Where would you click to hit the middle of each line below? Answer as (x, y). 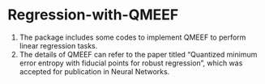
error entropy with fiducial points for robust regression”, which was (131, 63)
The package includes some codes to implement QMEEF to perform (132, 37)
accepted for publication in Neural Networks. (94, 71)
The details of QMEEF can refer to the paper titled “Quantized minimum (138, 54)
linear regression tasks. (58, 45)
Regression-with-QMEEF (93, 15)
